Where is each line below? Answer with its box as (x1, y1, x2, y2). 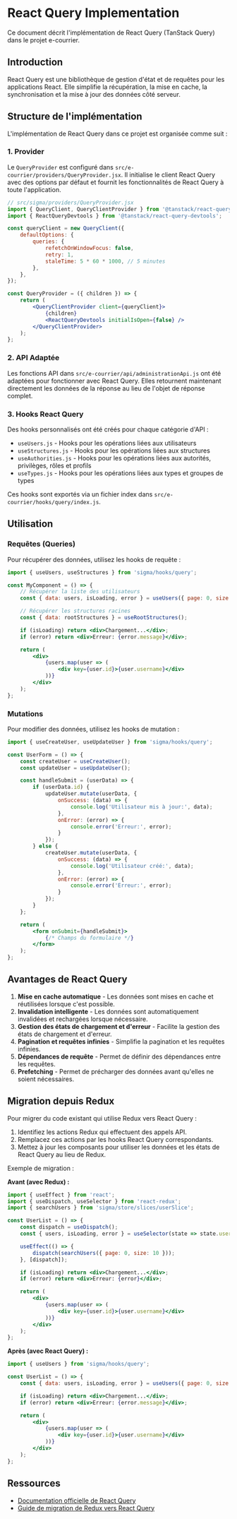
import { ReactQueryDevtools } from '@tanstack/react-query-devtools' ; (7, 212, 222, 220)
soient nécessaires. (17, 1075, 75, 1083)
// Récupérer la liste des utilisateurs (20, 588, 140, 595)
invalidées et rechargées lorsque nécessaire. (17, 1015, 148, 1023)
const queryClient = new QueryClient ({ (7, 225, 125, 232)
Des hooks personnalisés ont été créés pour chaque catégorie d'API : (7, 425, 209, 434)
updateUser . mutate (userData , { (44, 790, 138, 797)
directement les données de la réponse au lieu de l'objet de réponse (7, 383, 205, 393)
